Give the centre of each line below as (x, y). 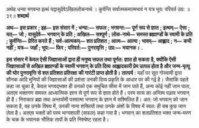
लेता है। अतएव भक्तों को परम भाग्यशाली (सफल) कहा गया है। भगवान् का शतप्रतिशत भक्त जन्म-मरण (99, 113)
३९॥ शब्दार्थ (17, 16)
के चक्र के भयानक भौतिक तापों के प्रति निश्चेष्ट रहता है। (58, 119)
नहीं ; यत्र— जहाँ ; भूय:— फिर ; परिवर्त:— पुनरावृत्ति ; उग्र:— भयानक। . (75, 48)
